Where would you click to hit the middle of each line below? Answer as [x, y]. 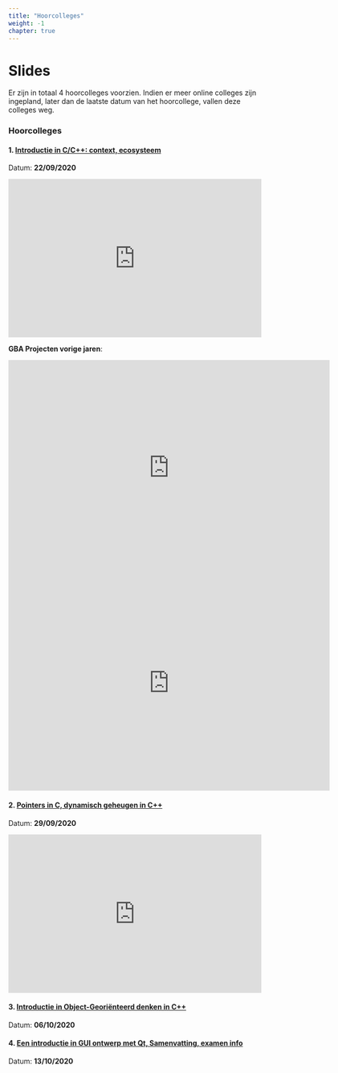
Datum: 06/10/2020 [42, 1025]
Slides [29, 70]
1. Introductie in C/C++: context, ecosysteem [85, 150]
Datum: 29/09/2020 [42, 823]
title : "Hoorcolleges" [46, 16]
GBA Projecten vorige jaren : [55, 349]
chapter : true [32, 31]
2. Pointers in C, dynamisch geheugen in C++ [86, 805]
